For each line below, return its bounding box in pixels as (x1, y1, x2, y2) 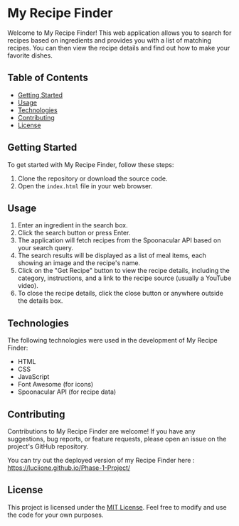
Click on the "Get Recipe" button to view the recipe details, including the (17, 267, 230, 275)
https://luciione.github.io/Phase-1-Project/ (7, 463, 131, 472)
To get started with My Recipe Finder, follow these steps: (7, 160, 174, 168)
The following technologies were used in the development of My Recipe (7, 336, 218, 345)
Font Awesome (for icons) (17, 380, 94, 389)
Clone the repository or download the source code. (17, 174, 168, 183)
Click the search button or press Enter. (17, 229, 131, 237)
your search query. (17, 244, 73, 252)
